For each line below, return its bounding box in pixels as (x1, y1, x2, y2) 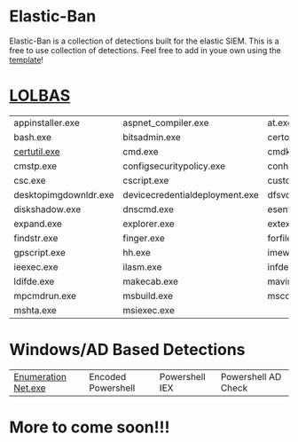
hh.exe (122, 246, 151, 258)
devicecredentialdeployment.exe (122, 188, 259, 201)
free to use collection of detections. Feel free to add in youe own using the (9, 44, 281, 55)
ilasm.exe (122, 260, 162, 272)
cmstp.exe (13, 160, 58, 172)
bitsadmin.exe (122, 130, 182, 143)
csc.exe (13, 174, 46, 186)
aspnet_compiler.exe (122, 116, 209, 129)
